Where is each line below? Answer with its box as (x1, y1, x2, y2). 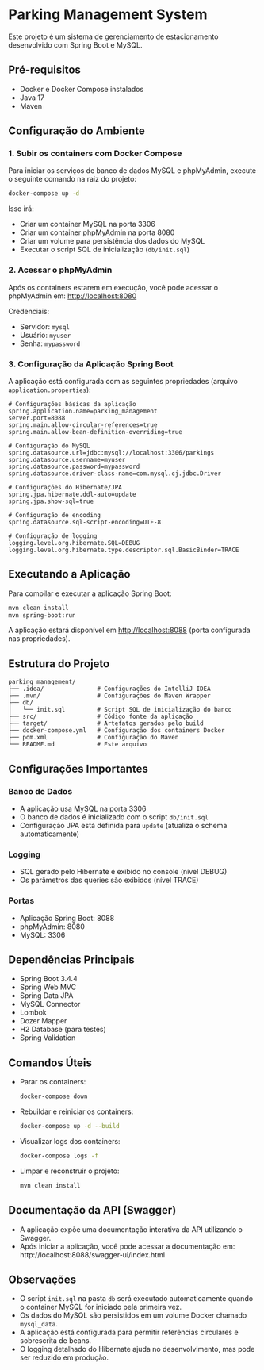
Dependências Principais (8, 953, 135, 966)
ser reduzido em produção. (19, 1353, 109, 1362)
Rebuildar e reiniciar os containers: (19, 1107, 134, 1116)
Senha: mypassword (19, 339, 81, 348)
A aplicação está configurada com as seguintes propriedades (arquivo (8, 376, 238, 386)
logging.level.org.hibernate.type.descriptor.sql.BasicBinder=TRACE (8, 546, 239, 554)
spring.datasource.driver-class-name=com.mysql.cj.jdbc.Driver (8, 470, 222, 478)
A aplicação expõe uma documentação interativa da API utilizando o (19, 1224, 243, 1234)
